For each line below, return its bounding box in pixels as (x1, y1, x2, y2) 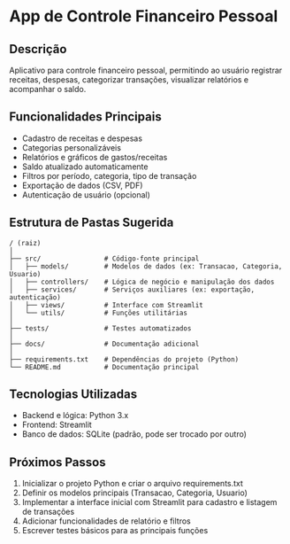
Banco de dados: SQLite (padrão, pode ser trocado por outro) (21, 429, 248, 439)
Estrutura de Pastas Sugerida (9, 215, 174, 230)
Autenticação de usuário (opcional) (21, 189, 150, 200)
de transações (21, 507, 75, 517)
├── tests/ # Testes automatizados (9, 323, 192, 333)
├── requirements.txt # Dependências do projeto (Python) (9, 354, 240, 364)
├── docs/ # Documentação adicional (9, 339, 200, 348)
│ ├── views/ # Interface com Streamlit (9, 300, 203, 309)
